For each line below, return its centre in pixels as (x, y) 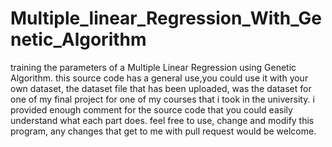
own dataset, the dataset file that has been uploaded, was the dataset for (161, 88)
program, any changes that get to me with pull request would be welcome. (163, 131)
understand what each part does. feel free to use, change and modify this (162, 120)
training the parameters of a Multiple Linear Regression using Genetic (153, 67)
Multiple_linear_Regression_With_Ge (166, 18)
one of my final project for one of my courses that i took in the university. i (162, 99)
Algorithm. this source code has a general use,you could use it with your (159, 78)
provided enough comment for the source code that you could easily (151, 109)
